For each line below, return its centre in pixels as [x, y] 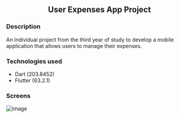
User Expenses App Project [99, 10]
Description [23, 27]
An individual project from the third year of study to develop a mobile [90, 39]
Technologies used [34, 61]
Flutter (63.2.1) [32, 80]
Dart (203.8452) [34, 74]
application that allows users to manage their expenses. [74, 46]
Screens [18, 95]
